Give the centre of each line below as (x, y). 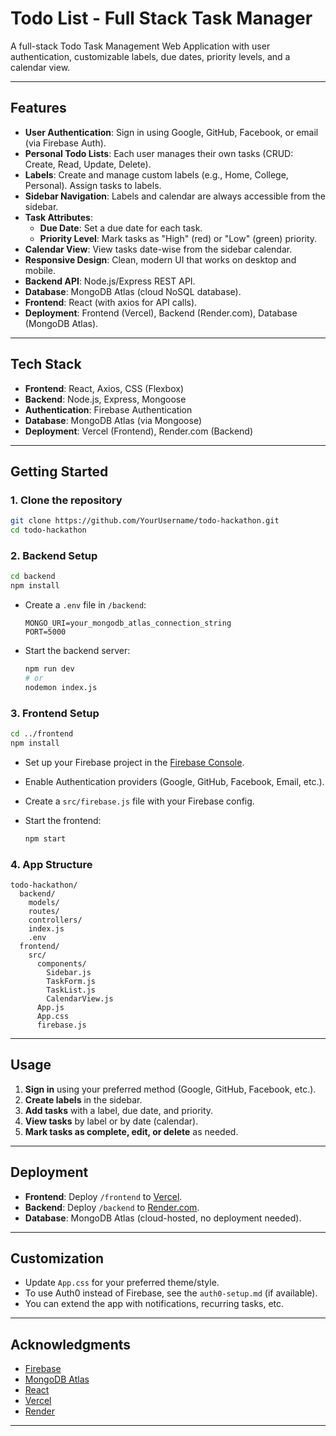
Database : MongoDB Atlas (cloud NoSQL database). (133, 291)
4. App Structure (51, 864)
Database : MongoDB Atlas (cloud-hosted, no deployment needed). (163, 1218)
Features (38, 108)
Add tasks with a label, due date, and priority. (119, 1110)
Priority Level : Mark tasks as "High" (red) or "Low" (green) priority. (178, 238)
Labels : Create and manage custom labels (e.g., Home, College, (156, 174)
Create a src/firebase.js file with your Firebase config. (139, 801)
